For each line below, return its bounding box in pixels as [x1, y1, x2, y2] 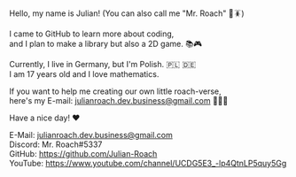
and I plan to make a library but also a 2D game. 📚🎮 [9, 39, 202, 49]
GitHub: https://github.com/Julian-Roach [9, 149, 158, 158]
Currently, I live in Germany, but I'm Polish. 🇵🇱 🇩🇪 [9, 59, 197, 69]
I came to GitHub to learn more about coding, [9, 28, 175, 39]
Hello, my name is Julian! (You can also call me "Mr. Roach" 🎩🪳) [9, 8, 245, 19]
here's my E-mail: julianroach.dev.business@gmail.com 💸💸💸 [9, 96, 229, 105]
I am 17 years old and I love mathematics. [9, 69, 160, 79]
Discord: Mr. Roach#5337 [9, 139, 103, 150]
